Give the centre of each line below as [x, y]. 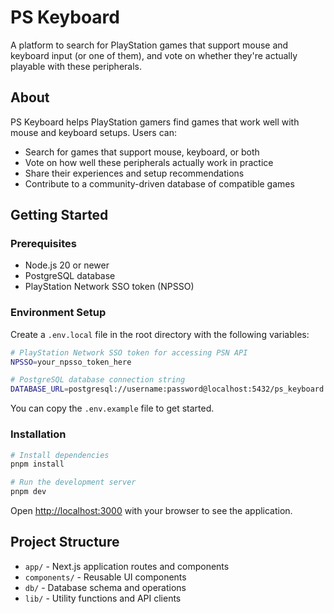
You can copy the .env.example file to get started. [112, 408]
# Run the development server [73, 482]
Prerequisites [43, 244]
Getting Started [59, 215]
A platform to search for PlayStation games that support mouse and [149, 45]
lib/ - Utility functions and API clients [103, 598]
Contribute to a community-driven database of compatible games [159, 183]
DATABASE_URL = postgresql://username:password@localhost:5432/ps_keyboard [167, 389]
